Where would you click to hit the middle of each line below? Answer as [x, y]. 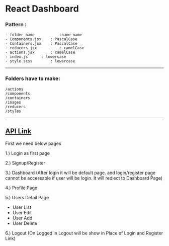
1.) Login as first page [28, 153]
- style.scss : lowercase [40, 61]
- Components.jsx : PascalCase [41, 39]
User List [22, 207]
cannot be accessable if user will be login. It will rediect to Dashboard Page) [84, 178]
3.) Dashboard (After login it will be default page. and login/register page [80, 173]
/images [13, 102]
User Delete [25, 223]
